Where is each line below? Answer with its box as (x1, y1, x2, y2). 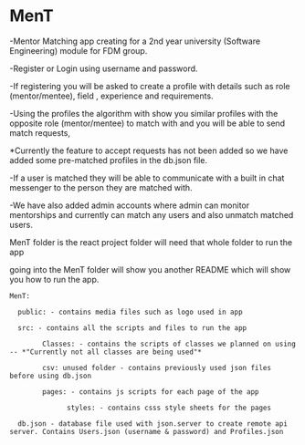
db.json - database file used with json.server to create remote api (17, 419, 288, 429)
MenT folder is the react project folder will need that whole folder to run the (9, 236, 293, 247)
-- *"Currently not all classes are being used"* (9, 347, 203, 357)
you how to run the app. (9, 274, 100, 285)
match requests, (9, 127, 71, 138)
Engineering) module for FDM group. (9, 45, 148, 56)
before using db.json (9, 371, 92, 380)
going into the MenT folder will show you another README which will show (9, 264, 291, 274)
